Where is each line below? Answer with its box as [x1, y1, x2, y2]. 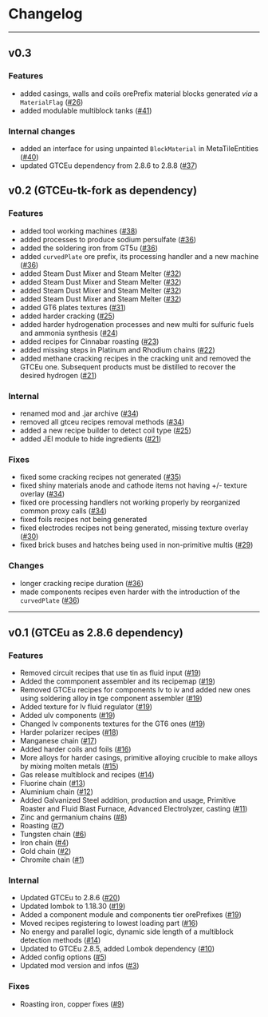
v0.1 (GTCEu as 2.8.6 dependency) [8, 625, 183, 640]
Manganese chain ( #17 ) [19, 736, 97, 746]
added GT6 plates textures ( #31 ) [19, 302, 126, 312]
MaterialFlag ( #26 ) [19, 97, 84, 106]
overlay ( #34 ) [19, 489, 65, 499]
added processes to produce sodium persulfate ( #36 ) [19, 234, 197, 244]
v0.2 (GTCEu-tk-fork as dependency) [8, 184, 198, 197]
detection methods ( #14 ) [19, 935, 101, 945]
